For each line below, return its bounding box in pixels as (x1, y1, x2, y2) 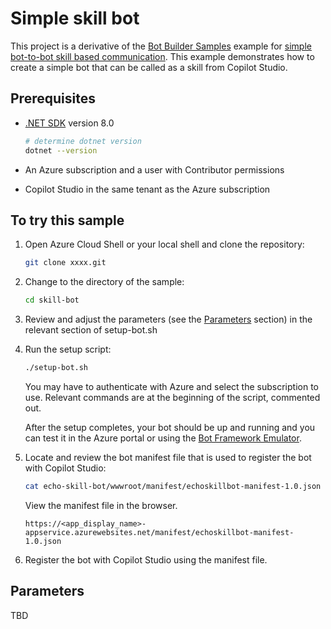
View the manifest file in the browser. (24, 499, 178, 511)
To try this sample (10, 212, 125, 229)
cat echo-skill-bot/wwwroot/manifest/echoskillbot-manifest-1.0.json (24, 481, 322, 491)
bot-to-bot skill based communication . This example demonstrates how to (10, 50, 315, 62)
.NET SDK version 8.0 (24, 117, 115, 129)
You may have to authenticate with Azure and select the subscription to (24, 380, 319, 392)
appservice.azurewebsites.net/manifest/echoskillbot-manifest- (24, 527, 295, 537)
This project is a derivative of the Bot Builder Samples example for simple (10, 40, 312, 52)
